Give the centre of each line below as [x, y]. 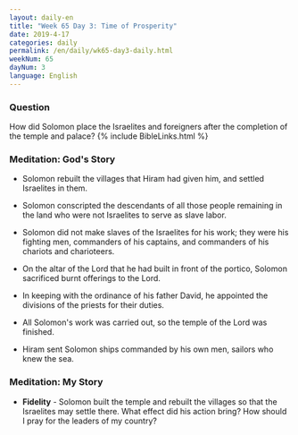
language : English [43, 76]
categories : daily [43, 43]
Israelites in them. [54, 188]
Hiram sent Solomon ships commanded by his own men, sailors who [148, 349]
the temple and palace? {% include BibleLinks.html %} [109, 136]
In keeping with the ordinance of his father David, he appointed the [145, 295]
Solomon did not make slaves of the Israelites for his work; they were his [155, 233]
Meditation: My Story [56, 382]
